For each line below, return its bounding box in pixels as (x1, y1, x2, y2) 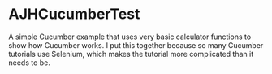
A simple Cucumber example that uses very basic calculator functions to (8, 32, 252, 41)
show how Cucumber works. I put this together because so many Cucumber (8, 40, 264, 50)
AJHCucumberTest (8, 5, 140, 24)
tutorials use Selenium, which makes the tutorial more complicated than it (8, 49, 254, 59)
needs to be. (8, 58, 51, 67)
